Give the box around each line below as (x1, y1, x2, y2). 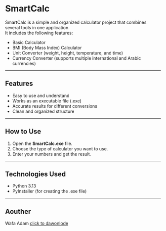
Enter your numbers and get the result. (12, 151, 91, 157)
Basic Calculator (12, 39, 46, 45)
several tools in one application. (5, 24, 70, 30)
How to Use (5, 127, 41, 136)
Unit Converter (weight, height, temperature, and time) (12, 50, 124, 56)
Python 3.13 (12, 183, 36, 189)
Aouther (5, 207, 31, 216)
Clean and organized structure (12, 108, 75, 114)
